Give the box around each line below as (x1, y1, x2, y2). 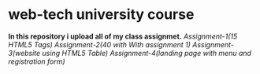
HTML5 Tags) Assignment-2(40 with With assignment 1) (8, 39, 191, 49)
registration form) (8, 57, 65, 66)
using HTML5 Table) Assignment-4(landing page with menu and (42, 48, 252, 57)
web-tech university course (8, 6, 195, 24)
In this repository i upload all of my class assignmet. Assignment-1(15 (8, 31, 238, 41)
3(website (8, 48, 41, 57)
